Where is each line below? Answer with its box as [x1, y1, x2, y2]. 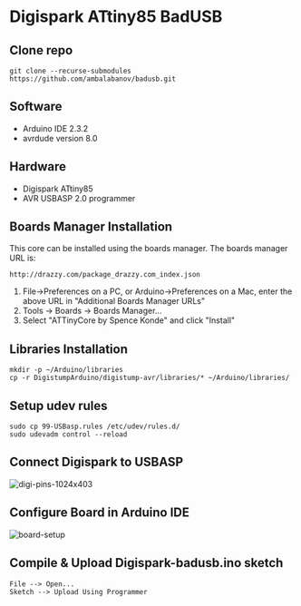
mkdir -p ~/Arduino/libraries [9, 366, 124, 375]
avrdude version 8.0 [22, 132, 98, 143]
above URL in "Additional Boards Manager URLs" [22, 296, 206, 307]
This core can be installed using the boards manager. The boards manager [9, 243, 288, 254]
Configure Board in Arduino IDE [9, 505, 190, 521]
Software [9, 99, 63, 114]
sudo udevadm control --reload [9, 430, 128, 439]
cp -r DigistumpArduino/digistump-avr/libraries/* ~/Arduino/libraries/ [9, 374, 290, 383]
